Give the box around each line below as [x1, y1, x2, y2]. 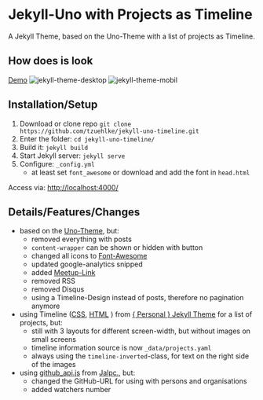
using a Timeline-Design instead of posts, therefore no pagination [31, 293, 244, 303]
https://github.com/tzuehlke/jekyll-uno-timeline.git [19, 127, 199, 135]
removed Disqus [31, 284, 85, 294]
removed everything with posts [31, 234, 132, 244]
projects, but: [19, 318, 63, 328]
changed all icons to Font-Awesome [31, 251, 148, 261]
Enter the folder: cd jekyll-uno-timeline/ [19, 134, 155, 143]
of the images [31, 360, 76, 369]
